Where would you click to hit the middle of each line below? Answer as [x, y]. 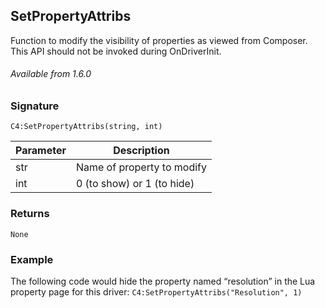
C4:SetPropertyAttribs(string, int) [86, 127]
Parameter [41, 151]
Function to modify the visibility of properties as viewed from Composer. [159, 40]
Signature [35, 106]
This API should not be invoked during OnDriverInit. [116, 51]
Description [141, 151]
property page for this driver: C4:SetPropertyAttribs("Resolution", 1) [156, 291]
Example [32, 259]
